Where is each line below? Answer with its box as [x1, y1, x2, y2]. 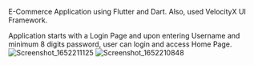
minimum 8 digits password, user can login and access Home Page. [8, 39, 232, 49]
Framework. [8, 15, 48, 25]
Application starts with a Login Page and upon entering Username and [8, 31, 240, 40]
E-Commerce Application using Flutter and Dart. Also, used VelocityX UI [8, 7, 247, 16]
